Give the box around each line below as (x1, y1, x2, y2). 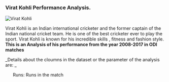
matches (5, 47, 24, 53)
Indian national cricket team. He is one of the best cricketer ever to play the (5, 31, 163, 37)
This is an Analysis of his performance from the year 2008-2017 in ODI (5, 42, 157, 48)
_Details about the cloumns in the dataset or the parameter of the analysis (5, 57, 160, 63)
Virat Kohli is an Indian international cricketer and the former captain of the (5, 25, 161, 31)
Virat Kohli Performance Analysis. (5, 4, 91, 11)
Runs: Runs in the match (12, 72, 64, 78)
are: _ (5, 62, 17, 68)
